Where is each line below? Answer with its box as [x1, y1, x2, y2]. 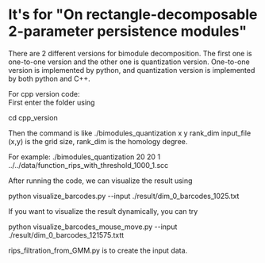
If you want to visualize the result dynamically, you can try [8, 206, 198, 215]
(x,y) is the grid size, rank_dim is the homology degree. [8, 136, 188, 146]
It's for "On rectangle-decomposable [8, 6, 258, 24]
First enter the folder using [8, 97, 95, 107]
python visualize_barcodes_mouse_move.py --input [8, 222, 178, 231]
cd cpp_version [8, 112, 58, 122]
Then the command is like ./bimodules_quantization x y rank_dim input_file [8, 128, 252, 138]
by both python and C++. [8, 74, 91, 83]
